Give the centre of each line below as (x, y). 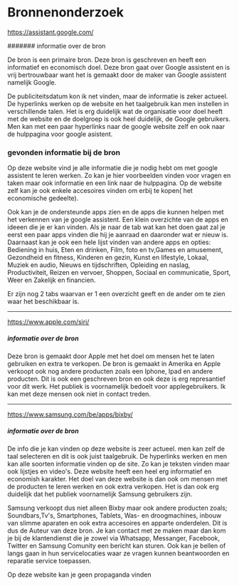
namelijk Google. (32, 82)
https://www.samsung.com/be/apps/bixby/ (70, 414)
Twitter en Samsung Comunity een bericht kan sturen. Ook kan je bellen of (117, 546)
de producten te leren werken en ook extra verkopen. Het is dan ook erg (113, 487)
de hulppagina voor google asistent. (60, 134)
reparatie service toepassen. (49, 561)
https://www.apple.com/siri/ (48, 322)
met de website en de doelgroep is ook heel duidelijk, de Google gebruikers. (119, 119)
